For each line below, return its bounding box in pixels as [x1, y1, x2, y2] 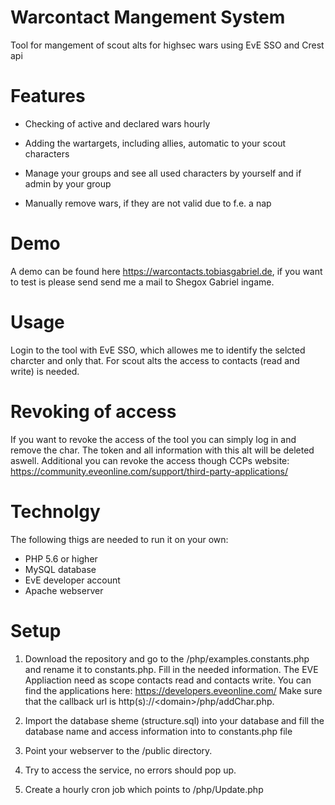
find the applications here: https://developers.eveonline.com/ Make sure [24, 684, 323, 696]
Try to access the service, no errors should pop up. [24, 764, 237, 776]
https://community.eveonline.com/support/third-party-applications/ [10, 465, 288, 477]
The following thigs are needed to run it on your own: [10, 533, 229, 545]
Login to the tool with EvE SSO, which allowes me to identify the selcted [10, 344, 306, 356]
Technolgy [10, 500, 101, 523]
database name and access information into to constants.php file [24, 725, 293, 737]
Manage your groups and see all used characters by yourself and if [24, 167, 302, 179]
